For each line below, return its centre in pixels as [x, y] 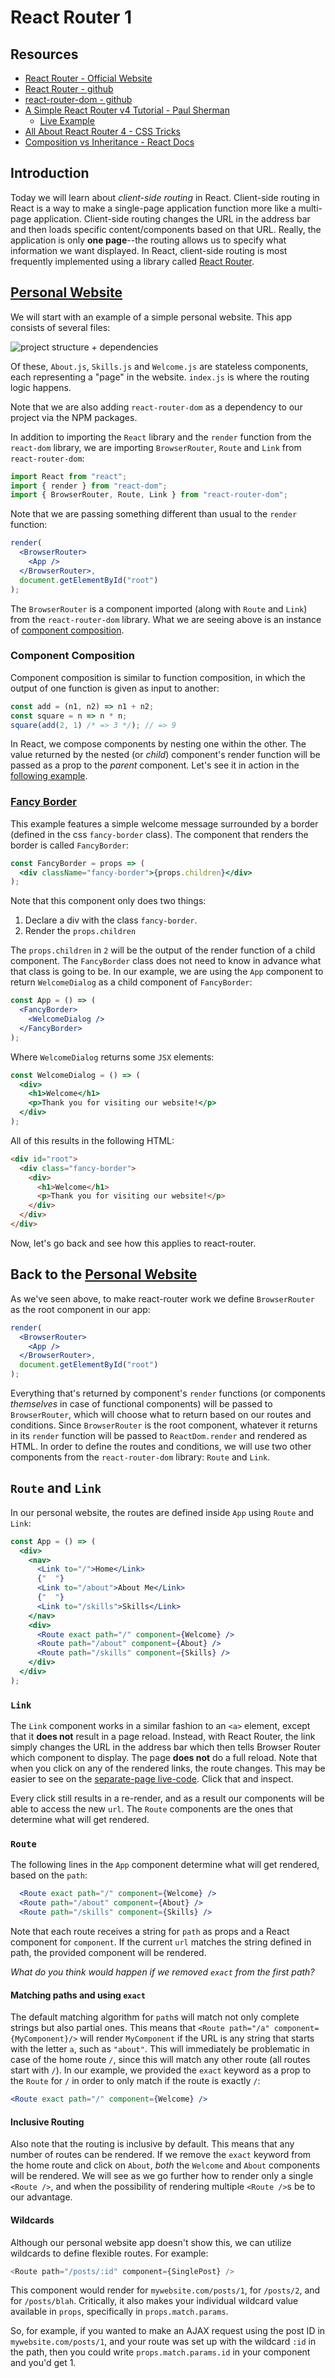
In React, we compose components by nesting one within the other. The [158, 744]
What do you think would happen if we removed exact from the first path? [162, 1972]
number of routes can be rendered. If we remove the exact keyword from [161, 2155]
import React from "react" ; [69, 476]
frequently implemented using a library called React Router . [132, 261]
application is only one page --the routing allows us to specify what [148, 240]
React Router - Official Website [88, 78]
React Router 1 [71, 17]
